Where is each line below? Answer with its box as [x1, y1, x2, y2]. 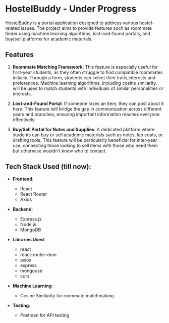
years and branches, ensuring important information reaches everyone [12, 111, 160, 117]
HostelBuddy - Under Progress [5, 3, 137, 15]
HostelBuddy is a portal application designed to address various [5, 20, 139, 26]
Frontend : [12, 176, 34, 182]
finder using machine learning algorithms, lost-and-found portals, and [5, 30, 150, 36]
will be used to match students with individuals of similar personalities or [12, 85, 164, 91]
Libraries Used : [12, 236, 45, 242]
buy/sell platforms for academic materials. [5, 36, 93, 42]
